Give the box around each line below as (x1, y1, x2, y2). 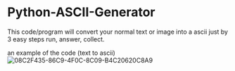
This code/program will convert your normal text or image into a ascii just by (7, 27, 229, 36)
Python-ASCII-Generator (7, 4, 155, 20)
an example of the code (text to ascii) (7, 49, 116, 57)
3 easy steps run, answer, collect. (7, 34, 105, 43)
